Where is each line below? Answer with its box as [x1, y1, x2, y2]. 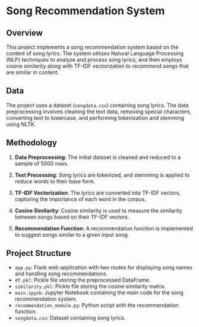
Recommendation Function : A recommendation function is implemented [14, 224, 193, 232]
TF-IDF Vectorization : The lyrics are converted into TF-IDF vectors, [14, 189, 181, 196]
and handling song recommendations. [14, 270, 108, 277]
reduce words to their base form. [14, 177, 96, 185]
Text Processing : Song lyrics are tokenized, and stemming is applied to [14, 171, 190, 179]
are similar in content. [6, 69, 59, 75]
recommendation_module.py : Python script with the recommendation [14, 301, 179, 309]
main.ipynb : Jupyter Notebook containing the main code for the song [14, 289, 184, 296]
